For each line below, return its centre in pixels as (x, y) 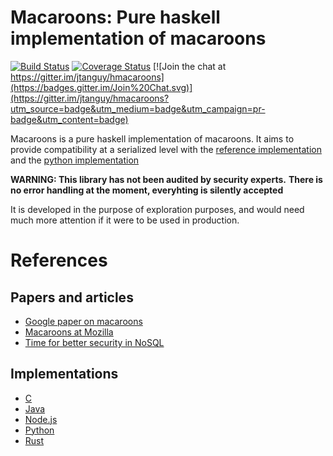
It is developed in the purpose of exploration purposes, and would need (157, 209)
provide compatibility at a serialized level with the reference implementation (166, 149)
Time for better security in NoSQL (94, 342)
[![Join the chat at (190, 66)
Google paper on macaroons (83, 321)
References (59, 260)
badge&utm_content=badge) (69, 119)
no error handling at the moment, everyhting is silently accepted (147, 190)
